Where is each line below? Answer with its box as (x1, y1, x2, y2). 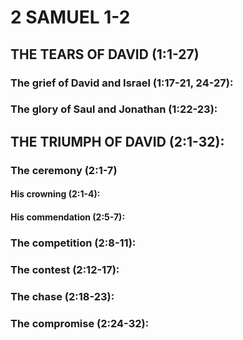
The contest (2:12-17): (10, 262, 120, 276)
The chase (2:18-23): (10, 289, 115, 303)
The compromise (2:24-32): (10, 316, 150, 330)
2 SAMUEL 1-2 (10, 6, 131, 29)
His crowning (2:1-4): (10, 188, 101, 200)
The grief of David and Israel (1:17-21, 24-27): (10, 76, 234, 90)
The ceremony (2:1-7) (10, 163, 118, 177)
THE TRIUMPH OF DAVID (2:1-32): (10, 133, 225, 150)
